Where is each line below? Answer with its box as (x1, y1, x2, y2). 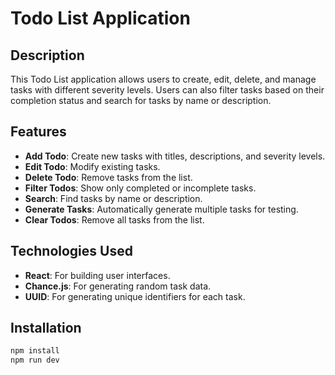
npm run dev (10, 355, 60, 366)
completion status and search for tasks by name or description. (10, 95, 272, 106)
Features (10, 123, 67, 141)
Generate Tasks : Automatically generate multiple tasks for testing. (24, 203, 299, 215)
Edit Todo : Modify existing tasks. (24, 160, 161, 172)
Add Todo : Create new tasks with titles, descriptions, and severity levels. (24, 150, 326, 162)
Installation (10, 320, 82, 337)
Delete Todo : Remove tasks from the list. (24, 171, 193, 183)
